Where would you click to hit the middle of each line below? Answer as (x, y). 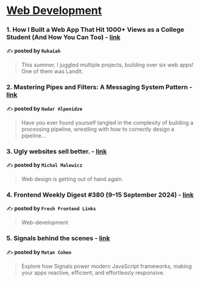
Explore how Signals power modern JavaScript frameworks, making (106, 266)
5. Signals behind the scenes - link (58, 238)
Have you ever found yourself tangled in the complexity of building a (107, 122)
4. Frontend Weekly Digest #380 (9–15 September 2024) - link (100, 195)
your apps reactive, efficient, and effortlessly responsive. (93, 272)
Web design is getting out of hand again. (72, 179)
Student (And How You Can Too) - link (63, 37)
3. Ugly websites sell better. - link (57, 151)
